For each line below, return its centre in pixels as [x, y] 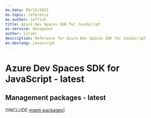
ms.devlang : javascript [30, 43]
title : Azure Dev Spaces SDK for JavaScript [53, 24]
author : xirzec [21, 34]
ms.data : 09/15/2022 [27, 10]
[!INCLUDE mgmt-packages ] [35, 110]
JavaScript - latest [45, 79]
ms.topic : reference [27, 15]
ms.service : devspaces [29, 29]
